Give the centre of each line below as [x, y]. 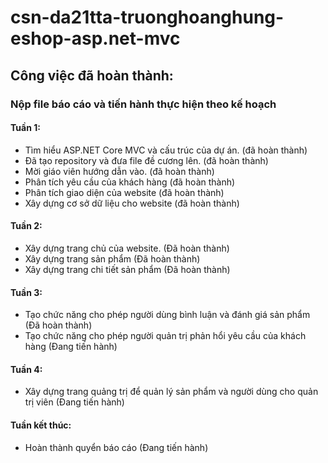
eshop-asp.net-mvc [95, 38]
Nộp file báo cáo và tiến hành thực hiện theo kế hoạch [143, 104]
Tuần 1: [25, 128]
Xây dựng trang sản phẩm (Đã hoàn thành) [112, 258]
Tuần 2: [26, 226]
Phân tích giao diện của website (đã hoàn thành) [124, 192]
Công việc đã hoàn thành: [92, 75]
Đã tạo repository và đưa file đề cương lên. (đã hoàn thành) [146, 160]
